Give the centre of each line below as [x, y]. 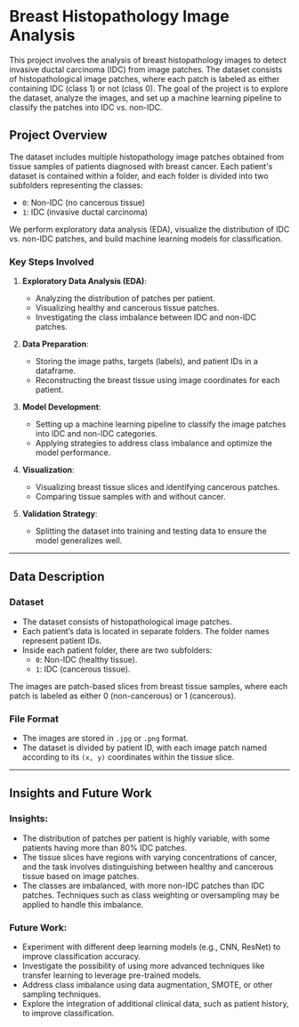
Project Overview [58, 135]
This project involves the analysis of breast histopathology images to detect [148, 60]
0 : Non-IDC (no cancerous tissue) [83, 202]
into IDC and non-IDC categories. [97, 434]
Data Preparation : [55, 344]
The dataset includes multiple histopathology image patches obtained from [147, 157]
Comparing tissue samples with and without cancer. [130, 497]
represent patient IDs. [62, 640]
